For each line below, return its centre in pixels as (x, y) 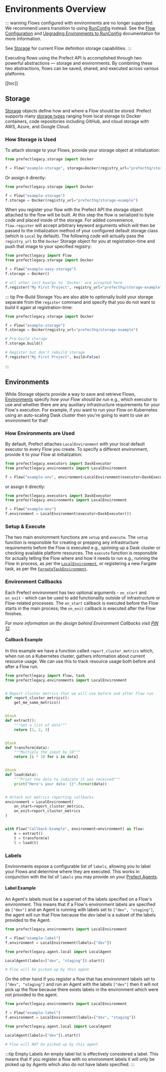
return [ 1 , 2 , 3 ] (32, 730)
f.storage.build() (24, 344)
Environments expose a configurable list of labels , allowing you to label (78, 866)
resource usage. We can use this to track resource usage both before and (80, 661)
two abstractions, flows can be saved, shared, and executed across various (82, 68)
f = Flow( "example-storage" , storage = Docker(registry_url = (67, 168)
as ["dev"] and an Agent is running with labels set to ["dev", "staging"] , (80, 910)
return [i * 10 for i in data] (46, 757)
